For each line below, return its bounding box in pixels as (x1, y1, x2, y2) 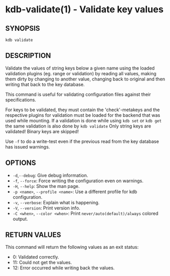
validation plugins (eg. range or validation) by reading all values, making (5, 70, 157, 76)
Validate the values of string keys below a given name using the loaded (5, 65, 155, 71)
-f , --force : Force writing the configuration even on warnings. (12, 178, 144, 184)
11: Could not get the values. (12, 260, 72, 266)
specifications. (5, 96, 37, 103)
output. (12, 216, 28, 222)
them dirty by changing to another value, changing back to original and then (5, 76, 165, 82)
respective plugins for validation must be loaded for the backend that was (5, 112, 160, 118)
